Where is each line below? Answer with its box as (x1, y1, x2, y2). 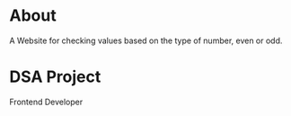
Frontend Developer (9, 96, 84, 107)
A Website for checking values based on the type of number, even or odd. (9, 35, 283, 46)
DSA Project (9, 67, 101, 87)
